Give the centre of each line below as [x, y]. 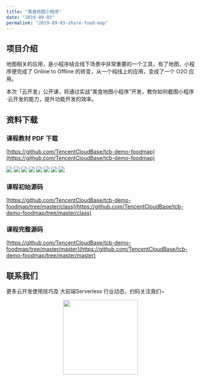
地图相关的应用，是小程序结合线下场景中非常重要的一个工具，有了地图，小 [98, 64]
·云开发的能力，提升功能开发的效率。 [52, 99]
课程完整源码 [25, 229]
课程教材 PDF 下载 [32, 138]
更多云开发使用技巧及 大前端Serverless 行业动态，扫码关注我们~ [86, 291]
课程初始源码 [25, 187]
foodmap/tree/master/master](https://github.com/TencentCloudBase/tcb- [97, 249]
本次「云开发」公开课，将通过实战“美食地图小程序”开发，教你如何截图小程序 [100, 92]
